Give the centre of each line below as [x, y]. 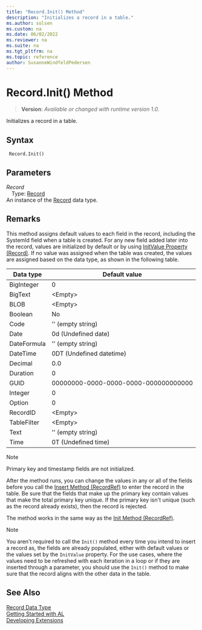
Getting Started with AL [35, 614]
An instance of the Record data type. [52, 200]
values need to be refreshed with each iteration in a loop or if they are [93, 560]
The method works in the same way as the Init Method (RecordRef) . [90, 518]
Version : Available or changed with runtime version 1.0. [90, 109]
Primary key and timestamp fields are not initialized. [71, 469]
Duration [22, 373]
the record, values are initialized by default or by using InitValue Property [97, 247]
